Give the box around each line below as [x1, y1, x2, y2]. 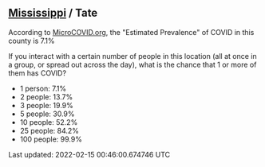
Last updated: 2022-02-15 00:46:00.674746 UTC [8, 150, 171, 159]
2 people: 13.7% [19, 91, 73, 102]
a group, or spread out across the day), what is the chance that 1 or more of [8, 60, 257, 69]
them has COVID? [8, 68, 66, 78]
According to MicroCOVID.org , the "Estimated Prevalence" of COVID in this [8, 27, 255, 37]
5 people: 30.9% [19, 109, 75, 118]
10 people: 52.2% [19, 117, 78, 126]
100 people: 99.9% [19, 134, 82, 144]
